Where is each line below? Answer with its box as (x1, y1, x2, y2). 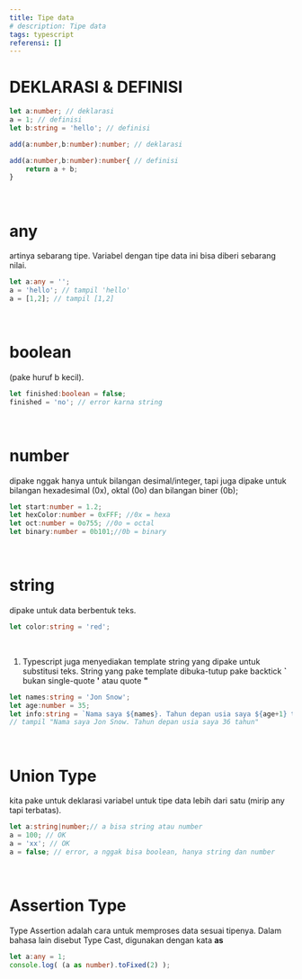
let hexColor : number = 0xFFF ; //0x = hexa (9, 511, 171, 520)
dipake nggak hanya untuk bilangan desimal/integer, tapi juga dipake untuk (9, 475, 287, 486)
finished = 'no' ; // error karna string (9, 397, 164, 406)
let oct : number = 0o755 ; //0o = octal (9, 519, 155, 528)
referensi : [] (9, 38, 63, 48)
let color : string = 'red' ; (9, 622, 111, 631)
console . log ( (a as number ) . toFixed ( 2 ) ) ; (9, 960, 171, 969)
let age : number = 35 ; (9, 701, 91, 710)
